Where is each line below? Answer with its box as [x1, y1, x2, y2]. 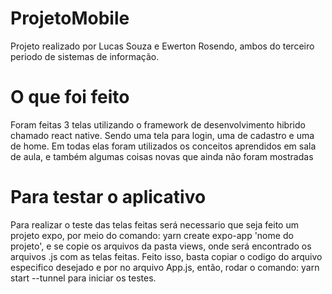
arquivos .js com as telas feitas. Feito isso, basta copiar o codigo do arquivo [10, 250, 323, 262]
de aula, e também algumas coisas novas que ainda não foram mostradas [10, 150, 314, 162]
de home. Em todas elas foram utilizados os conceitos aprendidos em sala [10, 140, 317, 152]
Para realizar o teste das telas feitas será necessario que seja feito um [10, 218, 299, 231]
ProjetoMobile [10, 7, 130, 30]
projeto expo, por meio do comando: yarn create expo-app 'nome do [10, 229, 294, 241]
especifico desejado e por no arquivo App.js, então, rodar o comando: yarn [10, 261, 320, 273]
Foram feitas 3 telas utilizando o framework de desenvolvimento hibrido [10, 118, 306, 131]
